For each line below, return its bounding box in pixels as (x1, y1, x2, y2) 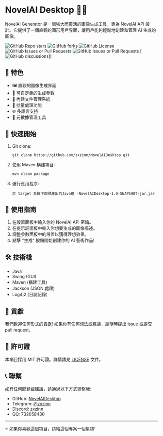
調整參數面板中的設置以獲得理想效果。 (12, 231, 89, 237)
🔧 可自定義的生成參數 (12, 90, 55, 96)
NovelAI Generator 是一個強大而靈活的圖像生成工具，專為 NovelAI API (5, 21, 145, 27)
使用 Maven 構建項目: (12, 161, 55, 167)
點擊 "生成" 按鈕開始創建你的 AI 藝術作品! (12, 238, 95, 244)
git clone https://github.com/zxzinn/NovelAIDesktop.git (12, 153, 130, 157)
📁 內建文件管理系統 (12, 96, 50, 102)
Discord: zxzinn (12, 406, 44, 412)
